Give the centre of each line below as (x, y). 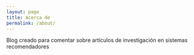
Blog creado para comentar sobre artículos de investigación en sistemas (97, 40)
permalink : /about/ (31, 23)
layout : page (23, 12)
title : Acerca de (28, 18)
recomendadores (28, 47)
